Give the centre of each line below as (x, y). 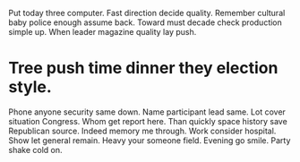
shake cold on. (35, 149)
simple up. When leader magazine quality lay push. (103, 32)
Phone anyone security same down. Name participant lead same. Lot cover (147, 112)
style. (30, 87)
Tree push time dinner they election (143, 68)
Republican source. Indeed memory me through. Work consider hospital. (142, 131)
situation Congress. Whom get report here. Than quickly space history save (148, 121)
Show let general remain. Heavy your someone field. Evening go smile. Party (150, 140)
